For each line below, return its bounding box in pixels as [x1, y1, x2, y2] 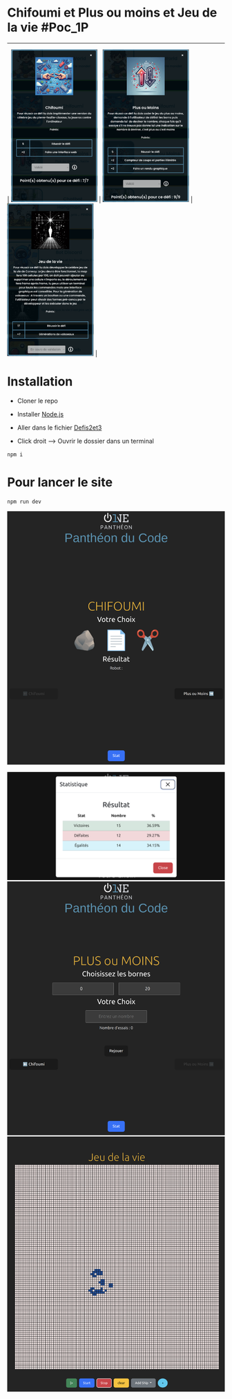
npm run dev [7, 498, 41, 505]
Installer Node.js [17, 410, 64, 419]
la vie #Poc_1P [7, 19, 89, 35]
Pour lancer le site [7, 475, 113, 491]
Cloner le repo [17, 396, 59, 405]
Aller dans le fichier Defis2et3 [17, 423, 102, 432]
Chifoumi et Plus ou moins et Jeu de [7, 5, 217, 21]
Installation [7, 374, 73, 390]
